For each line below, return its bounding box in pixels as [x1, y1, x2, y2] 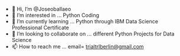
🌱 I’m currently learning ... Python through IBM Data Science [11, 18, 158, 24]
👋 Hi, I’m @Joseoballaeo [11, 6, 71, 12]
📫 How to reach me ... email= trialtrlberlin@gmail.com [11, 43, 144, 50]
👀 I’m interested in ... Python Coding [11, 12, 99, 19]
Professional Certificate [11, 24, 70, 31]
